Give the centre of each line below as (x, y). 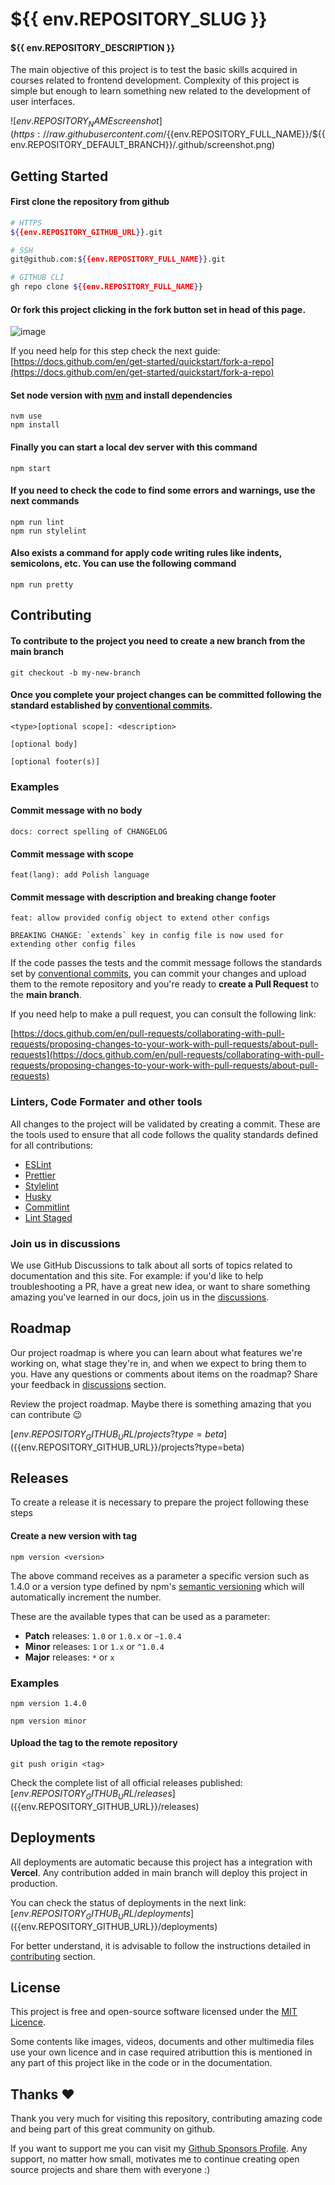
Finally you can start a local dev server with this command (134, 447)
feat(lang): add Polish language (80, 875)
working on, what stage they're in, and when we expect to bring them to (158, 1363)
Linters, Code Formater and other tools (106, 1102)
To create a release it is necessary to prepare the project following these (159, 1502)
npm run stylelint (48, 531)
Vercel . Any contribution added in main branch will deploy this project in (159, 1872)
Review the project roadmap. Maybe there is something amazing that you (161, 1404)
